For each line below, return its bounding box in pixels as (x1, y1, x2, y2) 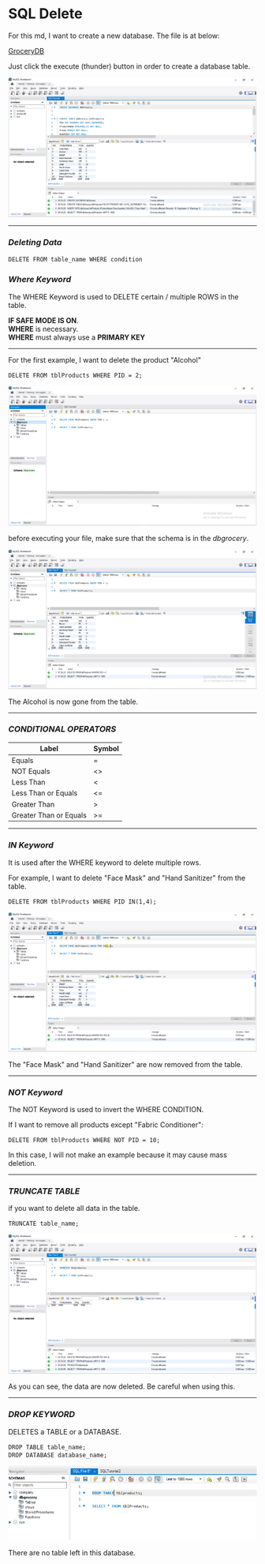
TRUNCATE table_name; (8, 1220, 80, 1228)
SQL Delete (8, 5, 83, 23)
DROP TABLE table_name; (8, 1443, 87, 1451)
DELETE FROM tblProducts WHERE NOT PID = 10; (8, 1136, 160, 1144)
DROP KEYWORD (8, 1409, 76, 1420)
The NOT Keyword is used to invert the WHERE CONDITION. (8, 1104, 204, 1114)
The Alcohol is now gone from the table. (8, 697, 139, 706)
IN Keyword (8, 840, 54, 851)
